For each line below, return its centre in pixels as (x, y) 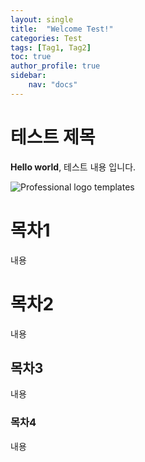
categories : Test (46, 38)
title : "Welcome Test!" (62, 29)
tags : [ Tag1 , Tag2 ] (51, 47)
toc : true (31, 57)
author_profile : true (55, 66)
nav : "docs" (53, 85)
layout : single (42, 19)
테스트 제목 (53, 137)
